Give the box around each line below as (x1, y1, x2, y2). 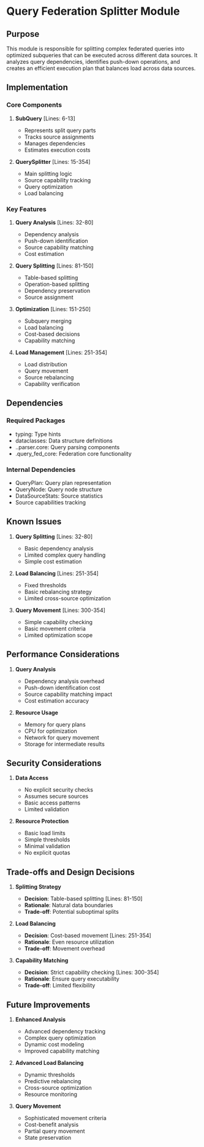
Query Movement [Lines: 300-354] (15, 606, 106, 614)
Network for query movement (24, 733, 99, 741)
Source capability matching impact (24, 690, 113, 698)
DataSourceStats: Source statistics (15, 492, 103, 500)
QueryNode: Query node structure (15, 485, 102, 493)
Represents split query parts (24, 126, 96, 134)
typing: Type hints (15, 430, 61, 438)
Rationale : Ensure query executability (24, 975, 119, 983)
